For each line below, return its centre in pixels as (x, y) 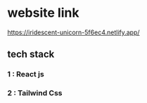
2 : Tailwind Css (35, 93)
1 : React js (26, 74)
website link (43, 13)
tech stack (31, 54)
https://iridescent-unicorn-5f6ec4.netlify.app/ (73, 32)
